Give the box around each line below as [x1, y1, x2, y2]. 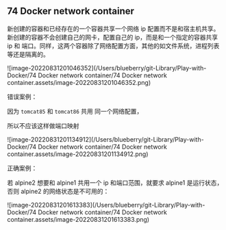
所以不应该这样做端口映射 [7, 121, 79, 129]
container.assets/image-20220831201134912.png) [7, 150, 149, 158]
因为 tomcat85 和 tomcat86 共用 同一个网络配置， [7, 107, 143, 115]
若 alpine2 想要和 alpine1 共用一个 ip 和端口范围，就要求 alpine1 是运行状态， [7, 178, 223, 187]
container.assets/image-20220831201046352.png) [7, 78, 151, 86]
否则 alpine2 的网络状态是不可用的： [7, 187, 110, 195]
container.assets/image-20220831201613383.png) [7, 215, 149, 223]
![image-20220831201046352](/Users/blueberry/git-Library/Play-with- [7, 64, 207, 72]
